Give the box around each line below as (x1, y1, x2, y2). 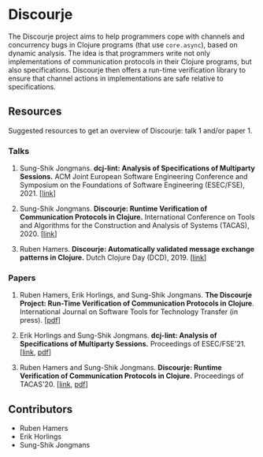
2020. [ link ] (19, 229, 57, 238)
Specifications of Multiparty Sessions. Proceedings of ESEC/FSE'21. (19, 339, 246, 349)
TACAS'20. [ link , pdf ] (19, 380, 88, 389)
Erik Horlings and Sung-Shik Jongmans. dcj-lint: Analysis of (19, 331, 217, 340)
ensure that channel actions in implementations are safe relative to (8, 73, 224, 83)
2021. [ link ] (19, 189, 57, 198)
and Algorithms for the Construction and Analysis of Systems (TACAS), (19, 221, 250, 230)
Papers (8, 272, 36, 283)
